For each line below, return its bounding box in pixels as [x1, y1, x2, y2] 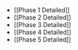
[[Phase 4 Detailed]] [13, 28, 72, 36]
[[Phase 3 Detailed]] [13, 21, 71, 28]
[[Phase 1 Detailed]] [13, 6, 70, 14]
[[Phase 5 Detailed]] [13, 35, 71, 44]
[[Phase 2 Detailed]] [13, 13, 71, 22]
